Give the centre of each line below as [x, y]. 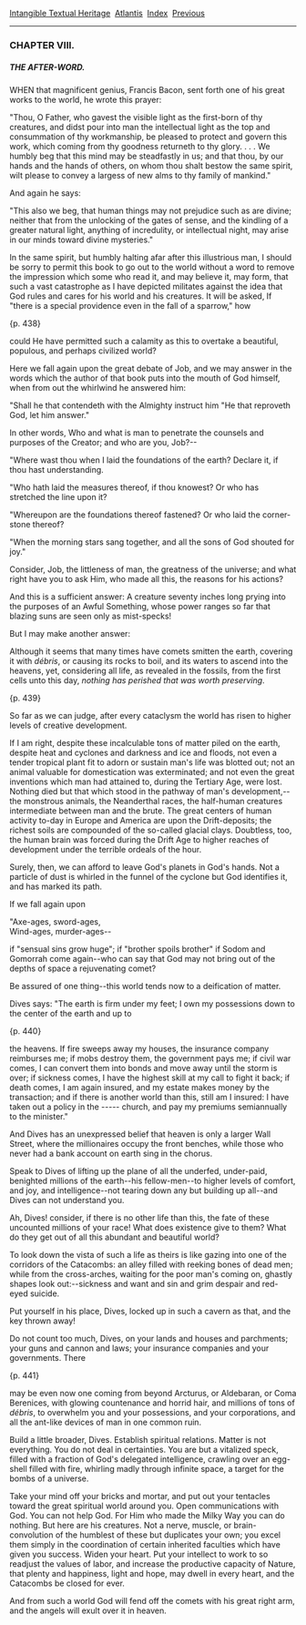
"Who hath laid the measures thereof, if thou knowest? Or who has [134, 487]
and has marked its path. [56, 886]
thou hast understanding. [57, 469]
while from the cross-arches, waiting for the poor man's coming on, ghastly [151, 1273]
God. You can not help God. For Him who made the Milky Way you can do [147, 1515]
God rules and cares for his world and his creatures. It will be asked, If [141, 296]
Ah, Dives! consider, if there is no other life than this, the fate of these [140, 1217]
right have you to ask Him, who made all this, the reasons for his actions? [147, 578]
